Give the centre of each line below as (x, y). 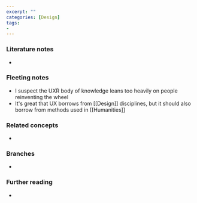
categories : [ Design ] (33, 17)
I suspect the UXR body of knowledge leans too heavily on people (96, 91)
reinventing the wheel (42, 97)
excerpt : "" (21, 12)
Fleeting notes (28, 78)
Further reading (29, 182)
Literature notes (30, 50)
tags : (13, 23)
